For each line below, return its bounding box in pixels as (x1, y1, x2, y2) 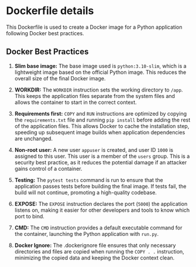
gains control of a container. (14, 165, 82, 172)
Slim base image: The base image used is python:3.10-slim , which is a (14, 62, 187, 69)
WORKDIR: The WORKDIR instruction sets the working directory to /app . (14, 86, 183, 93)
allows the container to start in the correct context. (14, 99, 137, 106)
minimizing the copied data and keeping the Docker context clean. (14, 254, 175, 261)
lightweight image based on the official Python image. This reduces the (14, 69, 187, 76)
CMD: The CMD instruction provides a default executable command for (14, 224, 183, 231)
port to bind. (14, 212, 45, 219)
